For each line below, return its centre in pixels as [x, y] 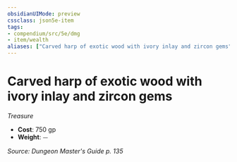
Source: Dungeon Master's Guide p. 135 [65, 151]
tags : [15, 27]
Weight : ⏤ [32, 137]
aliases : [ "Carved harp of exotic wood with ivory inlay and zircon [110, 46]
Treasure [20, 116]
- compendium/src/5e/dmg [44, 33]
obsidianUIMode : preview [44, 14]
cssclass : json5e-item [41, 20]
